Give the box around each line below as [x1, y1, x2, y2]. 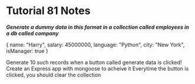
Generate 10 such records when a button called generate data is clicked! [6, 59, 182, 66]
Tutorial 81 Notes [6, 4, 91, 18]
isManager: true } [6, 47, 48, 54]
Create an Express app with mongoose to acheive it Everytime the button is [6, 65, 189, 72]
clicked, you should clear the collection [6, 71, 101, 78]
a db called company [6, 29, 59, 36]
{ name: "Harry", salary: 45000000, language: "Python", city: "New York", [6, 41, 185, 48]
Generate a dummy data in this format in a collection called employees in [6, 23, 190, 31]
